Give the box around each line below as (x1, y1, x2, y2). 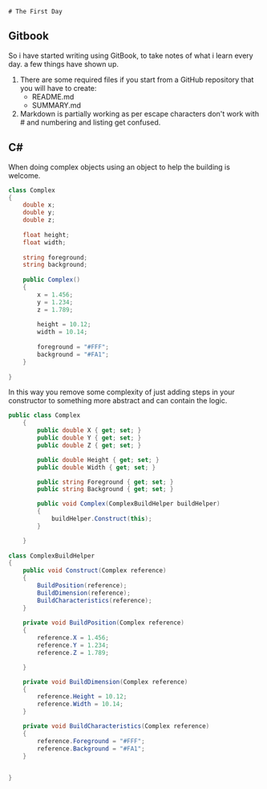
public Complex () (22, 276, 81, 284)
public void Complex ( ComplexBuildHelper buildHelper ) (37, 500, 220, 508)
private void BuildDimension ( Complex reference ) (22, 677, 188, 686)
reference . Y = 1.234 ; (37, 641, 110, 649)
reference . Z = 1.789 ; (37, 648, 110, 656)
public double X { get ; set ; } (37, 427, 142, 435)
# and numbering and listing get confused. (19, 117, 161, 127)
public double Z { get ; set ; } (37, 441, 142, 449)
